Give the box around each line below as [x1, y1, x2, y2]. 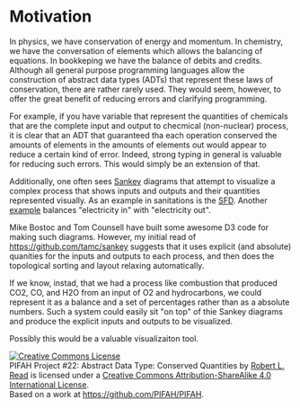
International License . [9, 379, 90, 390]
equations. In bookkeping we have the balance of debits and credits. [9, 55, 262, 66]
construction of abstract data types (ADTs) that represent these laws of [9, 74, 274, 84]
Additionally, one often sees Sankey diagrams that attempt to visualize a [9, 175, 276, 186]
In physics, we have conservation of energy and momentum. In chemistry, [9, 36, 283, 47]
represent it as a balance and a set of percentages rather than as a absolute [9, 297, 290, 307]
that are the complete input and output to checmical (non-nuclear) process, [9, 120, 289, 131]
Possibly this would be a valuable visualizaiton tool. [9, 333, 199, 343]
